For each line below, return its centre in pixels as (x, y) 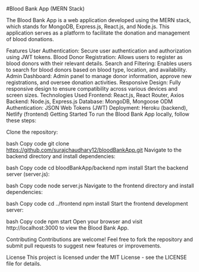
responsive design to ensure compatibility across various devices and (92, 89)
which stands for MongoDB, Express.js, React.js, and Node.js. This (88, 27)
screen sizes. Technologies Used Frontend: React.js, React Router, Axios (95, 95)
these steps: (21, 120)
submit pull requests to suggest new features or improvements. (84, 246)
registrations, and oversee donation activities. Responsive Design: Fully (94, 82)
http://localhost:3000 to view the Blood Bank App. (68, 228)
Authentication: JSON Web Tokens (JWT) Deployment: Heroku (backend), (97, 108)
